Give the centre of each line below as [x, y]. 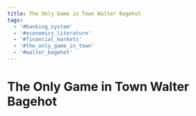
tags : [15, 20]
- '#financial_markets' [48, 40]
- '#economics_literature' [52, 33]
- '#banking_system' [43, 26]
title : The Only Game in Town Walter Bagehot [74, 14]
